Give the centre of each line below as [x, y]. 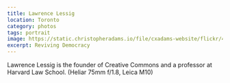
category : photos [32, 26]
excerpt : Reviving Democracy [49, 45]
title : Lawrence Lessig [41, 13]
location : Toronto [33, 20]
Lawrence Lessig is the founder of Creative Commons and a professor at [110, 65]
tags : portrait [29, 33]
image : [16, 39]
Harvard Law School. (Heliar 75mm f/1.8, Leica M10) [80, 72]
